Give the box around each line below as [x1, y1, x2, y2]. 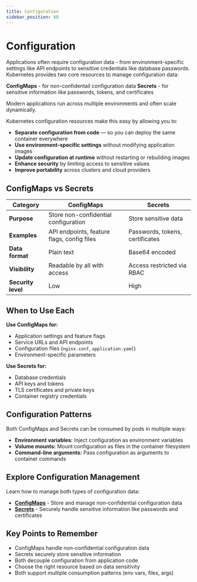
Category [12, 201, 40, 209]
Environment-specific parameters [14, 351, 96, 358]
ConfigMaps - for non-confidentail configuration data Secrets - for [6, 83, 169, 90]
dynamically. [6, 106, 37, 113]
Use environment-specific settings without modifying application [14, 141, 175, 148]
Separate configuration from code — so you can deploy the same [14, 129, 176, 136]
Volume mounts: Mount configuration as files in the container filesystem [14, 442, 191, 449]
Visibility [9, 265, 35, 273]
